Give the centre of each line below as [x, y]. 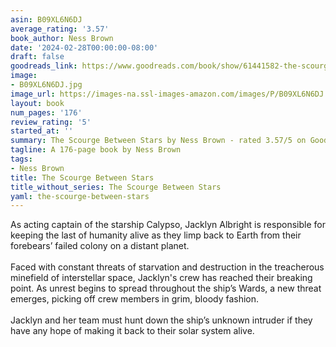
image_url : [33, 94]
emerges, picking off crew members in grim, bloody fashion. [135, 299]
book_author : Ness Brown [62, 38]
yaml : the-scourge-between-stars [80, 196]
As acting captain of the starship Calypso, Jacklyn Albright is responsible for [168, 225]
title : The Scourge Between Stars [82, 177]
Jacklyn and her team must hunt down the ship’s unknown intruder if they [161, 320]
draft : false [37, 57]
